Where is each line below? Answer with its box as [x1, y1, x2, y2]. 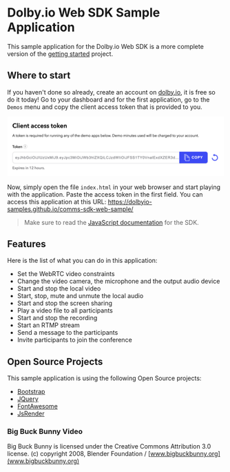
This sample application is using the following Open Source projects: [7, 374, 202, 382]
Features [7, 238, 46, 250]
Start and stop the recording [17, 314, 98, 322]
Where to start [7, 70, 71, 81]
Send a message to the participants [17, 328, 118, 337]
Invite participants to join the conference [17, 336, 132, 344]
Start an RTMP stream [17, 321, 81, 329]
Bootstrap [17, 388, 45, 396]
